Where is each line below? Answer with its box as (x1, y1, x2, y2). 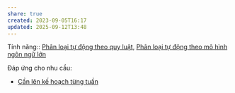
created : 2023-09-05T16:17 (7, 17, 87, 24)
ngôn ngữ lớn (7, 50, 46, 58)
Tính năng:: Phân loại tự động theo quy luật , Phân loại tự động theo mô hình (7, 43, 228, 51)
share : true (7, 10, 42, 18)
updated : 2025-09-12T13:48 (7, 23, 87, 30)
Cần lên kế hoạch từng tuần (17, 77, 99, 86)
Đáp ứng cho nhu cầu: (7, 64, 72, 73)
